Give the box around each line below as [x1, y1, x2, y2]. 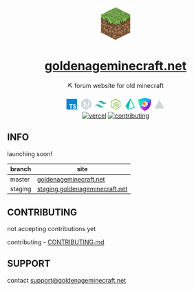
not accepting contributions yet [7, 225, 96, 233]
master [10, 175, 30, 183]
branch [10, 165, 32, 173]
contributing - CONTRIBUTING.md [7, 238, 105, 246]
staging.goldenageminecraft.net [36, 184, 128, 193]
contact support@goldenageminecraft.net [7, 276, 127, 284]
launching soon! [7, 149, 53, 158]
